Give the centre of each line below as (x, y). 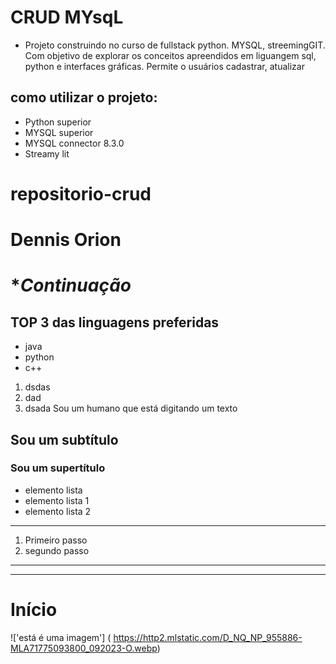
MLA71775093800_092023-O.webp (84, 648)
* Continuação (71, 285)
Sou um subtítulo (64, 439)
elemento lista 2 (58, 511)
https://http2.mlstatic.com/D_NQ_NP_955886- (208, 637)
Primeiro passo (56, 540)
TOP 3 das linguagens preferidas (115, 322)
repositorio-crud (81, 193)
